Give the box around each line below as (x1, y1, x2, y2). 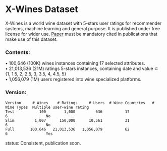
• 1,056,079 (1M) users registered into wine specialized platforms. (5, 77, 142, 83)
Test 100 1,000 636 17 (5, 109, 130, 114)
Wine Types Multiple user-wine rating (5, 105, 89, 110)
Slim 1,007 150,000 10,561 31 (5, 118, 130, 123)
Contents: (5, 49, 30, 56)
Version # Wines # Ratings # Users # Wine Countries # (5, 100, 155, 105)
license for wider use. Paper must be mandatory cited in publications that (5, 31, 158, 37)
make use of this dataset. (5, 36, 58, 42)
